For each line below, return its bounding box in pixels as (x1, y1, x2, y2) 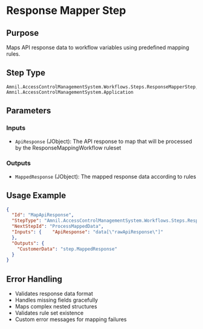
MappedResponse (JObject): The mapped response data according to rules (14, 173, 196, 180)
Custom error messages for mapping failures (14, 316, 127, 323)
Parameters (6, 105, 51, 116)
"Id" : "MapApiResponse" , (11, 212, 74, 218)
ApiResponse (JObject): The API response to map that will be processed (14, 138, 192, 145)
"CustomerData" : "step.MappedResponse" (17, 246, 118, 252)
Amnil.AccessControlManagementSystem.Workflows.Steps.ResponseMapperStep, (6, 84, 199, 90)
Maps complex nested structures (14, 303, 98, 310)
